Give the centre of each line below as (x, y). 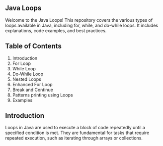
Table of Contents (34, 46)
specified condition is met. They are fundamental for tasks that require (77, 133)
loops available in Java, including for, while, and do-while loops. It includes (81, 25)
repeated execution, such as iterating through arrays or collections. (74, 138)
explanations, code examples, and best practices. (56, 30)
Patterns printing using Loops (42, 95)
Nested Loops (27, 79)
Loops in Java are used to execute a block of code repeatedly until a (75, 128)
